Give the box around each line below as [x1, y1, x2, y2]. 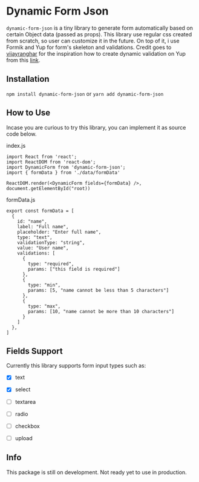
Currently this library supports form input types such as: [6, 362, 146, 369]
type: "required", [28, 260, 74, 267]
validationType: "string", [17, 239, 85, 246]
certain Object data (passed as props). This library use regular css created [6, 30, 192, 38]
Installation [6, 74, 50, 84]
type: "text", [17, 234, 53, 240]
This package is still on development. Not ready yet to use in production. [6, 468, 188, 476]
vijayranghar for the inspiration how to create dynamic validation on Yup [6, 50, 186, 57]
